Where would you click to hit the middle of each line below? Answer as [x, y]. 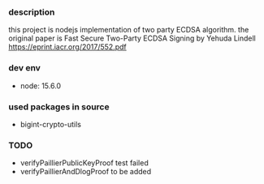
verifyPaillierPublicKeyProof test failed [84, 163]
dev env [24, 68]
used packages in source [59, 106]
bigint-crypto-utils [50, 124]
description [32, 12]
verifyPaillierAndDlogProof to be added [86, 172]
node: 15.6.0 [41, 86]
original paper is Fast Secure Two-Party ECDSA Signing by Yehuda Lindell [132, 38]
